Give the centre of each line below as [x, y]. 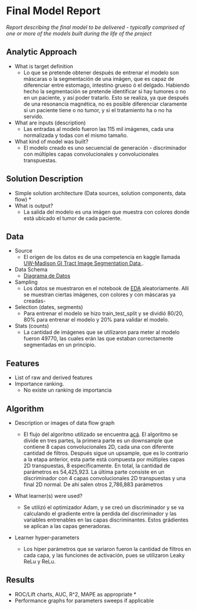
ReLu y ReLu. [40, 561]
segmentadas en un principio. [60, 345]
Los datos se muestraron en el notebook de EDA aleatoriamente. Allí [106, 288]
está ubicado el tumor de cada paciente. [73, 218]
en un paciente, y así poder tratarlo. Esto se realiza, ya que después [106, 97]
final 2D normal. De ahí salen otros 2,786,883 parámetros [93, 484]
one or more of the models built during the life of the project [79, 33]
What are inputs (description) [50, 123]
